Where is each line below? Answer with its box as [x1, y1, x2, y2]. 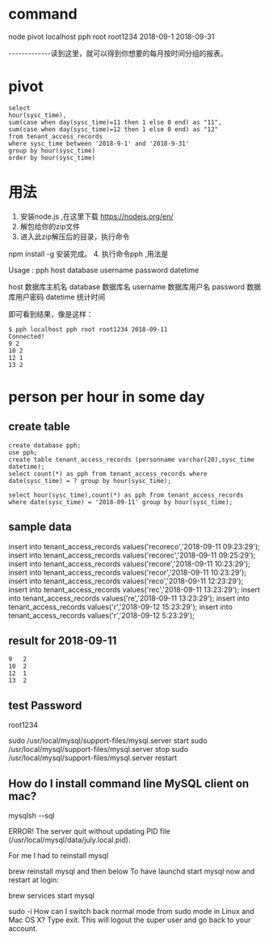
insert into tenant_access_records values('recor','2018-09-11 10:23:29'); [8, 567, 246, 577]
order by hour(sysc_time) [8, 153, 95, 162]
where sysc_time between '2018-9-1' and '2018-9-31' [8, 139, 190, 147]
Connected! [8, 332, 45, 340]
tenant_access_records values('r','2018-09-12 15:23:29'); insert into [8, 601, 233, 612]
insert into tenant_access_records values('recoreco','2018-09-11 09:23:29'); [8, 541, 261, 551]
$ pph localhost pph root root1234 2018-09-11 [8, 325, 168, 333]
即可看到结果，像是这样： [8, 309, 94, 318]
